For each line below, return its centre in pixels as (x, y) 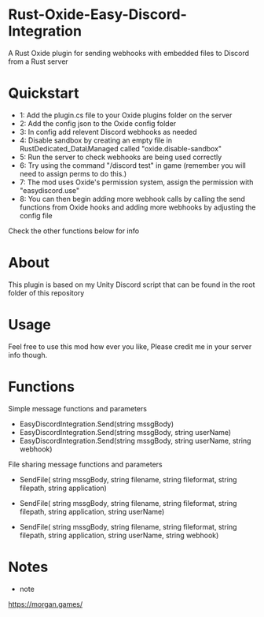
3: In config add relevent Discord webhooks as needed (108, 132)
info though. (28, 355)
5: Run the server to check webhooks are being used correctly (121, 157)
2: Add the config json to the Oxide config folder (98, 123)
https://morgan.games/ (46, 604)
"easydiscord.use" (49, 190)
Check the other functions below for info (74, 231)
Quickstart (44, 93)
